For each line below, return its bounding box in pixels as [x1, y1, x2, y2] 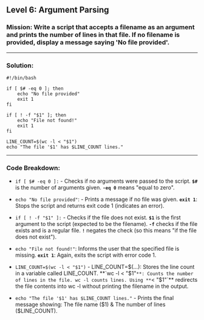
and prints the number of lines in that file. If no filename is [6, 30, 180, 39]
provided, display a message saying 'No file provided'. [6, 38, 170, 47]
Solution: [6, 61, 34, 69]
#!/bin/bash [6, 75, 36, 81]
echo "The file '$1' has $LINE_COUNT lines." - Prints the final [15, 294, 174, 302]
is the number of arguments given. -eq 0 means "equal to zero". [15, 184, 175, 191]
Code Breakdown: [6, 163, 61, 172]
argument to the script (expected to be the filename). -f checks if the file [15, 220, 198, 228]
